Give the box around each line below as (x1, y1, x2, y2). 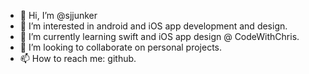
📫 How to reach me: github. (19, 53, 137, 64)
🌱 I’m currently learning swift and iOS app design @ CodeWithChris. (19, 31, 300, 42)
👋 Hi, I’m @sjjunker (19, 10, 98, 21)
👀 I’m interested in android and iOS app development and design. (19, 20, 288, 32)
